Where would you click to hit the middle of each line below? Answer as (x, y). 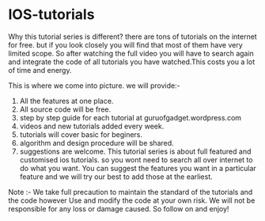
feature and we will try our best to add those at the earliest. (116, 177)
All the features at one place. (66, 101)
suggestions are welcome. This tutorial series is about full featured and (135, 151)
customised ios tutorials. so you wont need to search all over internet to (136, 159)
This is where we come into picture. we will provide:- (94, 86)
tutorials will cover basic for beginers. (81, 134)
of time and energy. (40, 70)
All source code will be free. (65, 109)
